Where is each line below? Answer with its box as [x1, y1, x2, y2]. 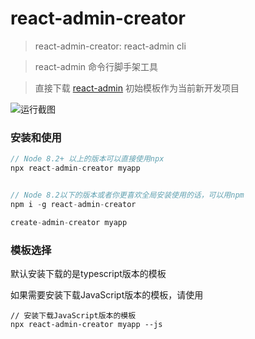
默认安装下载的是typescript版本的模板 [10, 267, 167, 279]
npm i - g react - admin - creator [10, 199, 137, 209]
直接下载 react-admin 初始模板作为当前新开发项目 [34, 82, 240, 94]
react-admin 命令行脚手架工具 [34, 60, 159, 72]
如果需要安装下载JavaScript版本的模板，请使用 [10, 288, 204, 301]
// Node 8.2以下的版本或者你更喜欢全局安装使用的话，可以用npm [10, 190, 245, 200]
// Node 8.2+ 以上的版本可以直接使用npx [10, 154, 165, 164]
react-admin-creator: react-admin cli [34, 40, 187, 52]
